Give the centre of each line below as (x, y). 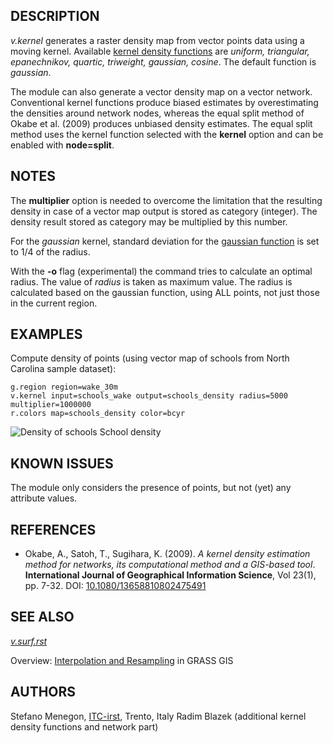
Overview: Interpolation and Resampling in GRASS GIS (122, 660)
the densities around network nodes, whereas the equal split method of (157, 113)
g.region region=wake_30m (64, 387)
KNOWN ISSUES (62, 463)
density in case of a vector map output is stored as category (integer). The (164, 211)
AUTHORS (43, 692)
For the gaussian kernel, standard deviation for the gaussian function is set (165, 241)
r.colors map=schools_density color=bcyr (98, 414)
